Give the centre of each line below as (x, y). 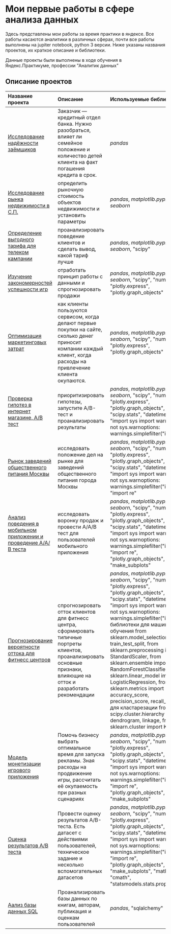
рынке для (71, 461)
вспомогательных (80, 871)
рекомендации (76, 694)
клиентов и (72, 242)
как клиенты (73, 303)
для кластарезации (134, 707)
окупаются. (72, 380)
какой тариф (73, 255)
